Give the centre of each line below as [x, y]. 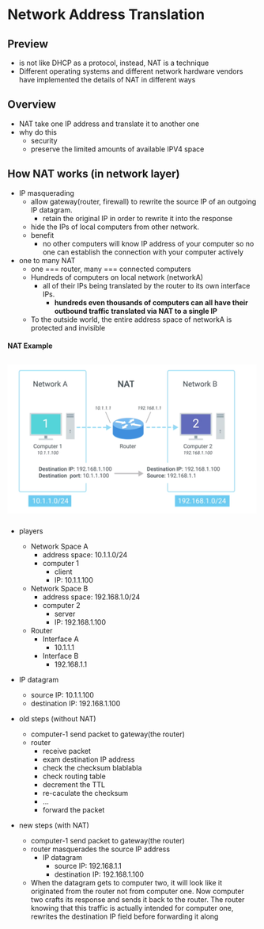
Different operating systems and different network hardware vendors [131, 71]
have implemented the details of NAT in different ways [107, 80]
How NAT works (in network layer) [94, 174]
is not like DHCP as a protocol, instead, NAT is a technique [114, 63]
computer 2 [61, 606]
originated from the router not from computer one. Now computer [137, 891]
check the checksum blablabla [92, 768]
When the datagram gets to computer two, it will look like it [126, 883]
